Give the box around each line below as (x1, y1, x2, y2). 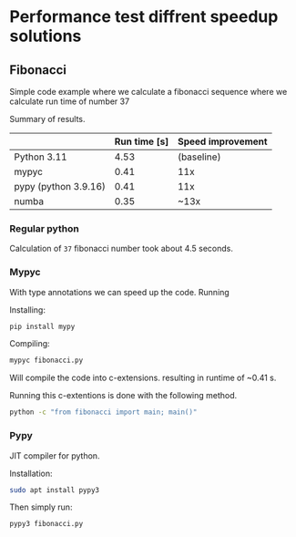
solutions (9, 26, 82, 46)
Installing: (9, 304, 46, 315)
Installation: (9, 468, 53, 479)
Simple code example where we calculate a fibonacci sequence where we (9, 87, 288, 97)
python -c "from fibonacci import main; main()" (9, 408, 198, 417)
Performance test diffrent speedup (9, 6, 279, 27)
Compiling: (9, 338, 50, 349)
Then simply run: (9, 501, 73, 512)
